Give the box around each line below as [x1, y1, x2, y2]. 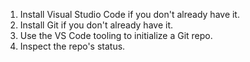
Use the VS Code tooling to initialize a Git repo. [19, 30, 213, 41]
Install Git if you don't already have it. [19, 19, 173, 31]
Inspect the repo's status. [19, 40, 126, 52]
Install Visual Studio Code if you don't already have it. [19, 9, 240, 20]
